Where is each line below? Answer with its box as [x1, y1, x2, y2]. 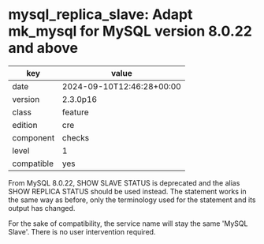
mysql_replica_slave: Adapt [8, 6, 193, 24]
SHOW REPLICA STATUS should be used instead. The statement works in [8, 186, 247, 196]
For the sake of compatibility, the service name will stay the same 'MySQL [8, 219, 248, 228]
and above [8, 39, 79, 57]
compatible [12, 158, 54, 169]
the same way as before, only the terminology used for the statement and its [8, 195, 256, 205]
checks [61, 132, 89, 143]
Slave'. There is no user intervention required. [8, 227, 156, 236]
